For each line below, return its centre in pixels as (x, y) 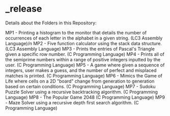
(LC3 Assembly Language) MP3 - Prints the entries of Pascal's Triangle (80, 49)
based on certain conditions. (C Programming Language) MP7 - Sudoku (81, 86)
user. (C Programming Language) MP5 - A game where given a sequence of (85, 65)
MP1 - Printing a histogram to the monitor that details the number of (76, 32)
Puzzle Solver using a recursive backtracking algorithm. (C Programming (81, 92)
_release (24, 9)
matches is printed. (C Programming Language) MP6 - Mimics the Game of (84, 75)
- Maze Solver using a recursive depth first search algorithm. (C (72, 102)
